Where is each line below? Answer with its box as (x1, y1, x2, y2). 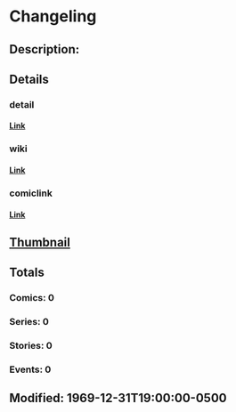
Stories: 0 (9, 340, 53, 352)
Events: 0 (9, 363, 52, 376)
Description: (9, 42, 80, 57)
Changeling (9, 6, 97, 27)
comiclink (9, 187, 53, 199)
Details (9, 71, 49, 86)
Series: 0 (9, 316, 49, 328)
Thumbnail (9, 234, 71, 250)
